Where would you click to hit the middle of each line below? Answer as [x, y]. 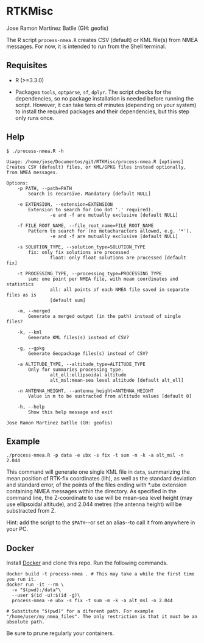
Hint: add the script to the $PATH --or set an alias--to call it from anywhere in [101, 522]
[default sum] [68, 300]
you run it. [21, 580]
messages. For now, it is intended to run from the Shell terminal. [86, 46]
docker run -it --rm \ [35, 585]
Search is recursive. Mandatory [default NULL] [90, 194]
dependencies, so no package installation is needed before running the [104, 98]
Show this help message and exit [71, 412]
